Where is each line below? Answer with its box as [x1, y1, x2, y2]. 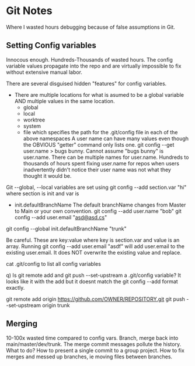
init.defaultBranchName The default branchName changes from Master [14, 201, 186, 208]
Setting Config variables [6, 40, 96, 50]
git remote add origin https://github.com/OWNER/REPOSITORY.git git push [6, 295, 186, 303]
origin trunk [41, 301, 70, 309]
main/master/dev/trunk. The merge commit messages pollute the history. [6, 340, 182, 347]
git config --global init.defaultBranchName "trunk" [6, 225, 127, 232]
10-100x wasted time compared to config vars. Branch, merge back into [6, 334, 179, 341]
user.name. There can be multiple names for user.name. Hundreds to [23, 154, 189, 161]
